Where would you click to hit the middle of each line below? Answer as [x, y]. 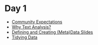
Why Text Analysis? [31, 27]
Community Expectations [37, 22]
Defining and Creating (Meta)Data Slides [52, 32]
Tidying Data [24, 37]
